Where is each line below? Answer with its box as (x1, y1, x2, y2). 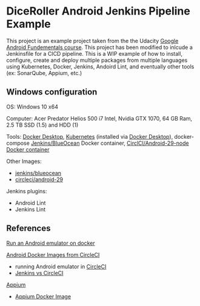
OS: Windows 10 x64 (6, 103, 59, 110)
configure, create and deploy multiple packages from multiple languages (6, 56, 188, 64)
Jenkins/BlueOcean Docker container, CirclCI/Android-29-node (31, 139, 189, 147)
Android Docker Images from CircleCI (6, 251, 100, 258)
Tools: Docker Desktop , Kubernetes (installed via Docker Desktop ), (6, 133, 173, 140)
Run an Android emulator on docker (6, 239, 95, 247)
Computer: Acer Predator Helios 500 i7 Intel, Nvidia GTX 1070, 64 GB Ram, (6, 115, 193, 122)
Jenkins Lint (15, 205, 46, 213)
